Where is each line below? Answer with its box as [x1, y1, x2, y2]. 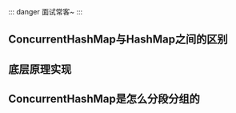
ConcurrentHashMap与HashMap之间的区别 [8, 33, 228, 46]
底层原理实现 [8, 63, 72, 76]
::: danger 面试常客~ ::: [8, 7, 82, 16]
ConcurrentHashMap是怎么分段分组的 [8, 92, 200, 106]
